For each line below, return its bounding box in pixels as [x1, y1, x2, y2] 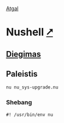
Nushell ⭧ [6, 26, 54, 39]
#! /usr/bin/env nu [6, 111, 54, 118]
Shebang [6, 98, 33, 107]
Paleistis [6, 69, 38, 78]
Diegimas [6, 49, 41, 59]
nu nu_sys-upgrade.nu [6, 84, 59, 90]
